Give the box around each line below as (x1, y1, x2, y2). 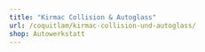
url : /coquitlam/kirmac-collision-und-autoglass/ (9, 21, 197, 30)
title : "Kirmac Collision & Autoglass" (9, 12, 157, 22)
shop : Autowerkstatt (9, 29, 86, 38)
